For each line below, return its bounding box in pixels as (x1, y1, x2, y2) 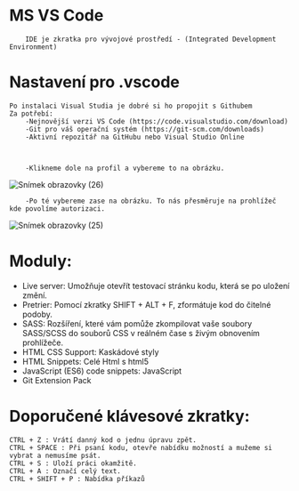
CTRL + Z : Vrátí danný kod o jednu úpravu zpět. (9, 435, 198, 445)
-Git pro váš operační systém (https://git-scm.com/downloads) (25, 125, 265, 133)
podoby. (21, 309, 53, 319)
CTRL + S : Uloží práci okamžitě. (9, 459, 138, 468)
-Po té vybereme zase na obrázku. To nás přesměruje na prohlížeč (25, 197, 277, 205)
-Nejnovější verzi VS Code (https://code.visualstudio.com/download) (25, 117, 289, 125)
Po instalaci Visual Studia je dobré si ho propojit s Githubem (9, 101, 253, 110)
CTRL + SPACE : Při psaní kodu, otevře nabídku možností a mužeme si (9, 443, 273, 452)
